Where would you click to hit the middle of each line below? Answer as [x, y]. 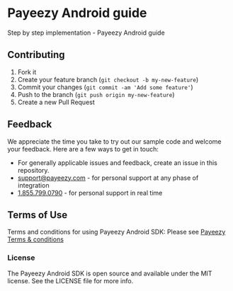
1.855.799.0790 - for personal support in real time [90, 193]
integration [33, 185]
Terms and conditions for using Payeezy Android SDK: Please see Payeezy [116, 232]
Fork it [27, 72]
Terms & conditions [35, 239]
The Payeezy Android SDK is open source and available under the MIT [110, 273]
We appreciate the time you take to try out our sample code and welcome [114, 141]
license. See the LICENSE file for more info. [70, 280]
